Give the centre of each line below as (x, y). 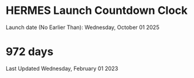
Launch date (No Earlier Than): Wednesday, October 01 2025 (83, 27)
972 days (30, 52)
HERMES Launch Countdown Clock (97, 11)
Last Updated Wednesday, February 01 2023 (62, 68)
